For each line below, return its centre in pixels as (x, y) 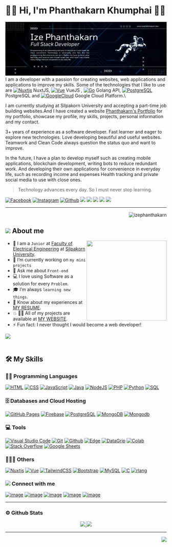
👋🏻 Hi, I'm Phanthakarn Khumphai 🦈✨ (85, 10)
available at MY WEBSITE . (40, 319)
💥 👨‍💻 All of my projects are (41, 313)
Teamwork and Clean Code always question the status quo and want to (81, 142)
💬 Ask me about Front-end (40, 270)
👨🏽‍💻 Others (20, 459)
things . (20, 297)
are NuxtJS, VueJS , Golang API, (63, 90)
